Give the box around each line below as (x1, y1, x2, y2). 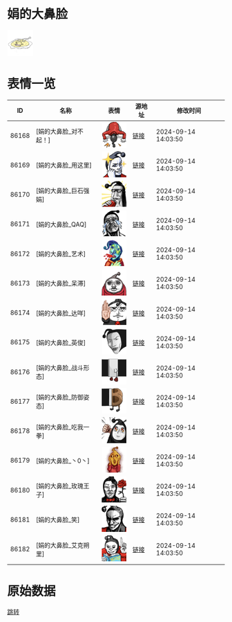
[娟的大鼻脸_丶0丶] (35, 456, 90, 465)
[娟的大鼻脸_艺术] (35, 250, 86, 258)
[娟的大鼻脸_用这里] (35, 161, 92, 170)
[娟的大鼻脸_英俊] (35, 338, 86, 346)
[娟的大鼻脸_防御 (35, 393, 84, 402)
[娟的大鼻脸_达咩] (35, 309, 86, 317)
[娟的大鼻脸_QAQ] (35, 220, 87, 229)
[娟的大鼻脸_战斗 (35, 364, 84, 372)
